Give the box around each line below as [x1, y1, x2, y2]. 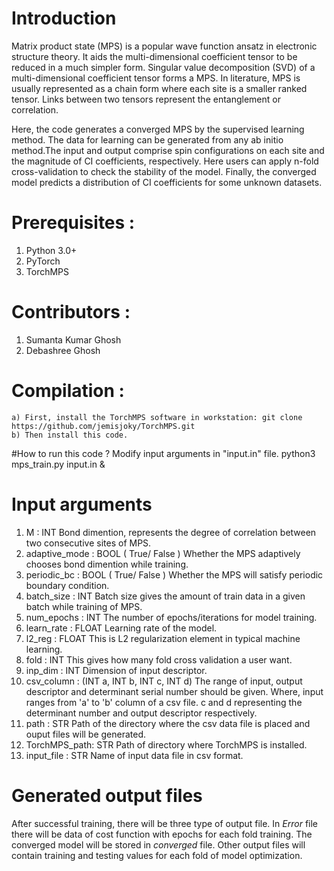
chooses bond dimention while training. [25, 558, 189, 570]
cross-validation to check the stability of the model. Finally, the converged [11, 165, 317, 177]
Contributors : [11, 301, 131, 324]
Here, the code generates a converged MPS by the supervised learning [11, 123, 305, 135]
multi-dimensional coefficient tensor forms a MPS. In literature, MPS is [11, 72, 301, 84]
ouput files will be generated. [25, 728, 147, 740]
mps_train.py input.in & [11, 458, 106, 470]
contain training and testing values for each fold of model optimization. [11, 849, 303, 861]
